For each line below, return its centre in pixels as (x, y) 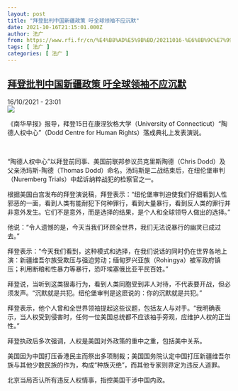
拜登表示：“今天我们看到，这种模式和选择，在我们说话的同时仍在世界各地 (114, 251)
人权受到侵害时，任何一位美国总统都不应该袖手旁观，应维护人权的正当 (128, 316)
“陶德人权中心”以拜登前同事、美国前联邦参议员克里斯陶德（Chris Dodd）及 (117, 161)
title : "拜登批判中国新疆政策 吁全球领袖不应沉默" (73, 21)
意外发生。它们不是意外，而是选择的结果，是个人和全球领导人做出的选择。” (122, 212)
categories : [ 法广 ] (38, 54)
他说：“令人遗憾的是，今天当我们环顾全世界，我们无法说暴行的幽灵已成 (111, 227)
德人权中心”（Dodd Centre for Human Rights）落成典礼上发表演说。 (106, 132)
